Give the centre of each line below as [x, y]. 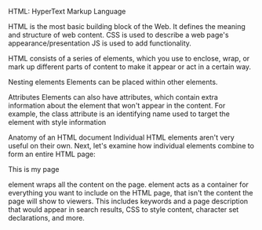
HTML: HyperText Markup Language [67, 11]
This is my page [34, 169]
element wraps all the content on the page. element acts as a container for [129, 184]
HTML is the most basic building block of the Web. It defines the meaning [127, 26]
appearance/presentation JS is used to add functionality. [100, 43]
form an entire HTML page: [52, 154]
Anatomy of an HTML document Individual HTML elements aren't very [122, 137]
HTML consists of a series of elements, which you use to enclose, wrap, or [129, 58]
